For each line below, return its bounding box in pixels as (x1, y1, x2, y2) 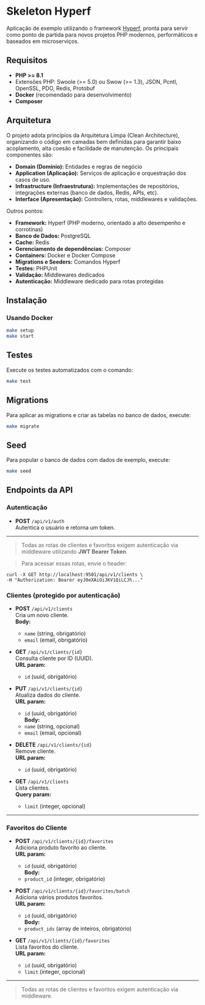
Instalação (6, 295, 48, 305)
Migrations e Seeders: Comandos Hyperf (15, 258, 121, 265)
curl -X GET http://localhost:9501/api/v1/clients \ (6, 571, 143, 577)
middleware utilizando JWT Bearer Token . (21, 547, 128, 555)
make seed (6, 468, 32, 475)
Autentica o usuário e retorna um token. (15, 524, 115, 531)
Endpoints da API (6, 485, 73, 495)
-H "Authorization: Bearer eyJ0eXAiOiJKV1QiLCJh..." (6, 577, 143, 583)
